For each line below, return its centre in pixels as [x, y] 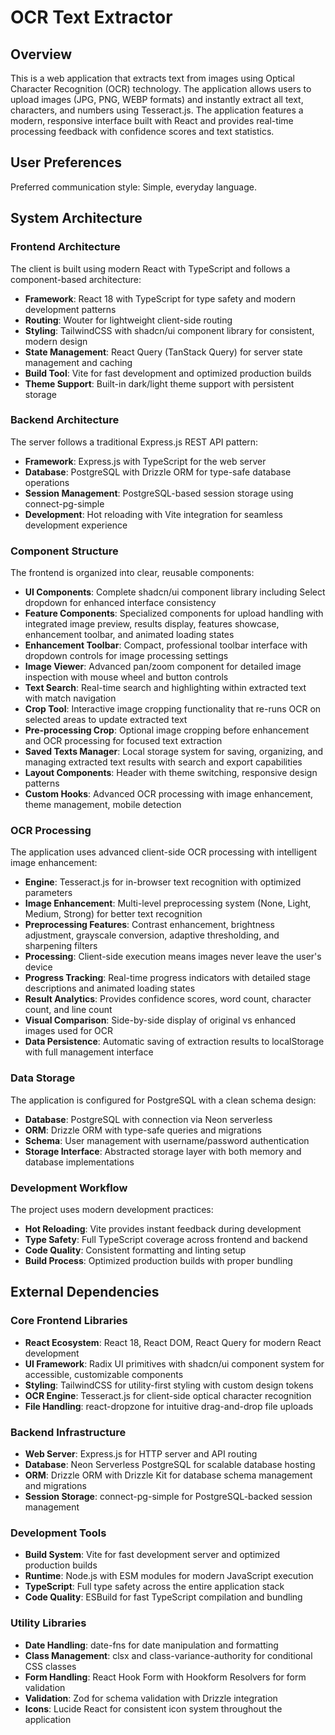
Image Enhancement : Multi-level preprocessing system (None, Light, [168, 903]
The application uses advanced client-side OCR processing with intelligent [164, 852]
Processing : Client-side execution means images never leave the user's [173, 957]
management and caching [78, 362]
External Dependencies [85, 1292]
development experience [76, 525]
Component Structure [64, 551]
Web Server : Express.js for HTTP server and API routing [141, 1453]
